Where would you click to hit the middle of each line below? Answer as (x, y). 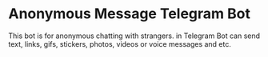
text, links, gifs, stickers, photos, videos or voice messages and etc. (120, 44)
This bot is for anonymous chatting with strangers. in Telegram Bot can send (134, 36)
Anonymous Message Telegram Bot (129, 14)
